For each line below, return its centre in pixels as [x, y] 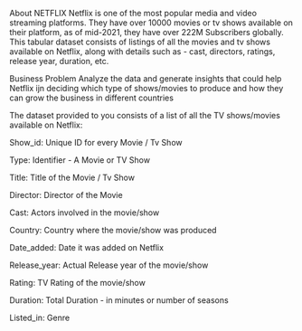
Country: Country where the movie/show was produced [113, 230]
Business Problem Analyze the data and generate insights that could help [146, 79]
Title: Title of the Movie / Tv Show [72, 177]
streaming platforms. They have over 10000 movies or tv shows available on [151, 23]
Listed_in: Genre [40, 317]
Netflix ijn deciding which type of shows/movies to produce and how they [146, 88]
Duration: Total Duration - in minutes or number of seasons [119, 300]
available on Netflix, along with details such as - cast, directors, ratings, [142, 52]
